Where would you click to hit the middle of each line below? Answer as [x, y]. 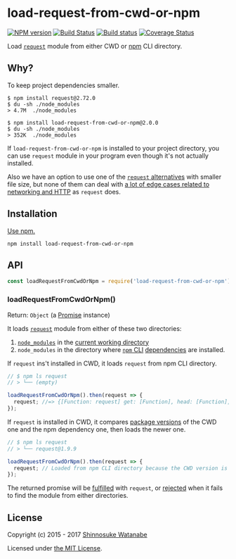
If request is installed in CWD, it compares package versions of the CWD [112, 422]
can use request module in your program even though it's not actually [108, 156]
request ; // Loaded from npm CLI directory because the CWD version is [121, 468]
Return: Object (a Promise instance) [59, 315]
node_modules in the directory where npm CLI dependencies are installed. [121, 349]
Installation [32, 214]
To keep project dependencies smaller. [64, 85]
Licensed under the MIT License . [55, 548]
